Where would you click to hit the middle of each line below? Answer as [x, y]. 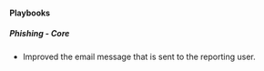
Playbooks [30, 13]
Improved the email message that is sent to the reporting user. [139, 56]
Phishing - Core [40, 34]
